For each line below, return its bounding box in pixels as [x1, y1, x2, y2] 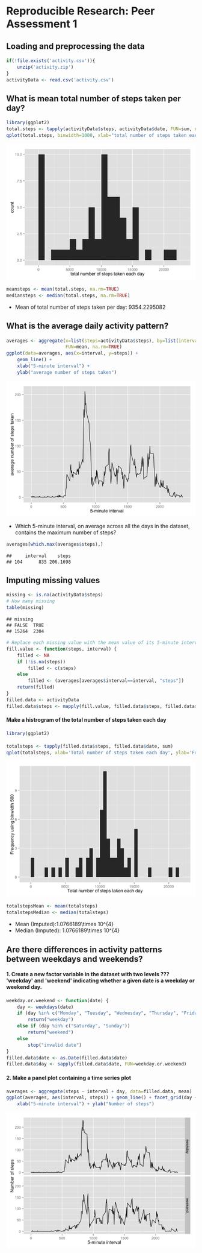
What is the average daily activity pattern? [6, 321, 169, 331]
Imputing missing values [6, 575, 100, 585]
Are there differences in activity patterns [6, 944, 162, 955]
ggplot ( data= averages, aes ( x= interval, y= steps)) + [6, 350, 138, 356]
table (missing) [6, 605, 44, 611]
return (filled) [17, 684, 55, 690]
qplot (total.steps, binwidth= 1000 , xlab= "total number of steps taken [6, 133, 187, 139]
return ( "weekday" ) [28, 1017, 74, 1023]
